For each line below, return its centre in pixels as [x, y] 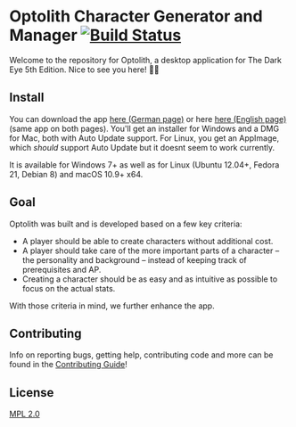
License [32, 393]
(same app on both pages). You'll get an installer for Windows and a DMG [144, 128]
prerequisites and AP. [62, 269]
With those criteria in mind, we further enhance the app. [112, 306]
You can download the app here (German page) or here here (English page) [148, 119]
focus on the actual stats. [69, 288]
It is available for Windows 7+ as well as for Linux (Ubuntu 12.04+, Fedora [144, 164]
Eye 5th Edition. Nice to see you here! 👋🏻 [84, 70]
